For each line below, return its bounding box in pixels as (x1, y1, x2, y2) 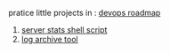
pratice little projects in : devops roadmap (8, 8, 161, 18)
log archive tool (20, 34, 78, 44)
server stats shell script (20, 25, 108, 34)
